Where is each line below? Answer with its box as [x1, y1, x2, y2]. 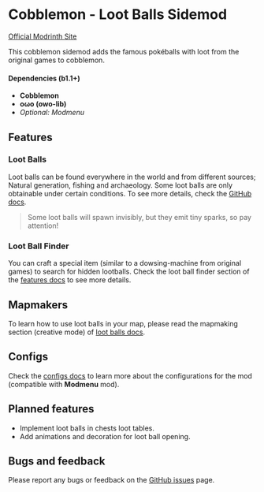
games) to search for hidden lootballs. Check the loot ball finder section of [8, 266, 250, 277]
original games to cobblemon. [8, 55, 105, 65]
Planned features [8, 402, 95, 416]
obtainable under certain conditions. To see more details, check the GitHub [8, 188, 252, 198]
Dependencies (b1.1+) [8, 73, 80, 83]
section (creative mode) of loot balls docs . [8, 327, 146, 337]
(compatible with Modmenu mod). [8, 379, 120, 389]
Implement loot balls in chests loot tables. [19, 423, 155, 433]
